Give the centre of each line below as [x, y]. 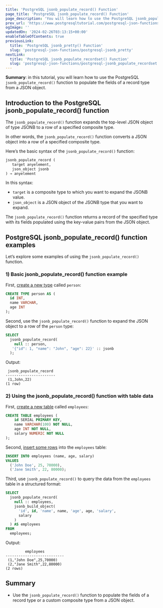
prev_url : [15, 23]
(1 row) [13, 384]
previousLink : [20, 41]
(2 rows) [14, 569]
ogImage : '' [17, 28]
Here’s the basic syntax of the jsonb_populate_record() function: [70, 151]
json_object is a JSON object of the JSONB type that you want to [78, 203]
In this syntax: [19, 183]
